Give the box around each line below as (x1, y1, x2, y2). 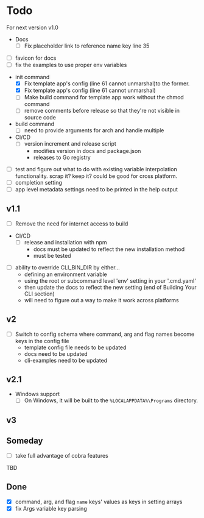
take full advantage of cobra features (15, 452, 108, 459)
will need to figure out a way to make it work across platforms (24, 296, 179, 303)
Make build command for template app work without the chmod (24, 94, 184, 101)
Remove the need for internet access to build (15, 220, 128, 227)
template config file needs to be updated (24, 344, 127, 351)
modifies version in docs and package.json (33, 147, 141, 154)
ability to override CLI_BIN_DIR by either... (15, 263, 120, 271)
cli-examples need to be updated (24, 357, 108, 364)
